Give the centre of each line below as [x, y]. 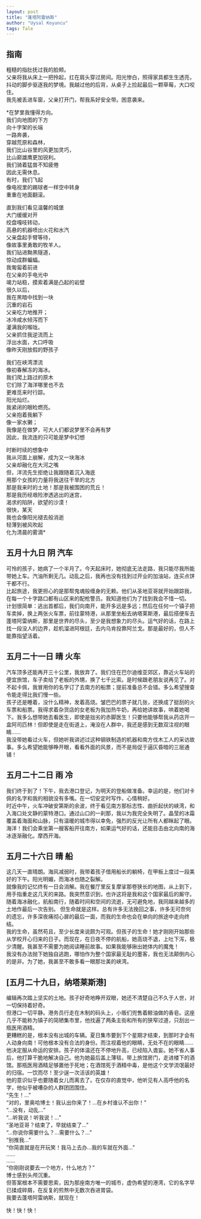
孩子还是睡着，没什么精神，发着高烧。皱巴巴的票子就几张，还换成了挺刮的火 [100, 702]
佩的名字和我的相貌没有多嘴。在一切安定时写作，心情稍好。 [80, 798]
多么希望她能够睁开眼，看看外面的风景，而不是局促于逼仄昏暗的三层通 [103, 747]
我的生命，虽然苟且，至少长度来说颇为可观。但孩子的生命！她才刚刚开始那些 [100, 932]
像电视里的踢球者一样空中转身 [43, 187]
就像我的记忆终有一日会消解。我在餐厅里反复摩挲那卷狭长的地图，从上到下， [100, 887]
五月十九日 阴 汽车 [39, 553]
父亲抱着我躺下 [25, 415]
